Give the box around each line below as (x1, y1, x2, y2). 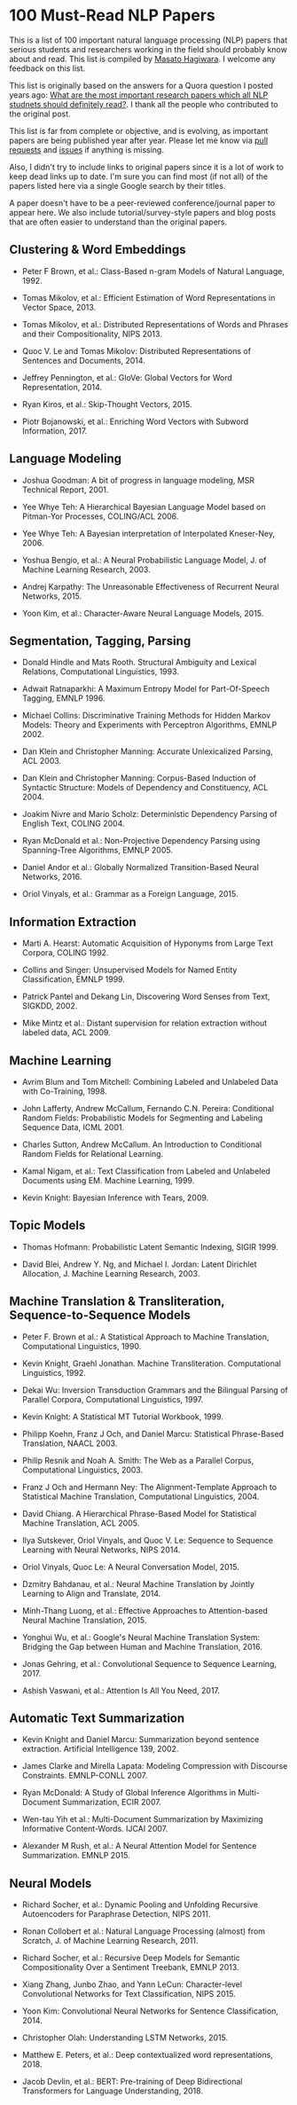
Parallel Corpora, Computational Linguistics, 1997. (21, 1394, 204, 1404)
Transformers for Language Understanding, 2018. (21, 2085, 204, 2096)
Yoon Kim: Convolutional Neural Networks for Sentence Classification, (21, 2006, 279, 2016)
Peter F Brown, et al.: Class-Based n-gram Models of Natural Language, (21, 265, 285, 276)
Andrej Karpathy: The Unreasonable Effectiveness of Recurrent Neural (21, 581, 279, 592)
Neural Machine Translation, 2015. (21, 1614, 147, 1625)
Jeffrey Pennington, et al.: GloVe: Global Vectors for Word (21, 372, 233, 382)
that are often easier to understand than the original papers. (9, 216, 228, 227)
